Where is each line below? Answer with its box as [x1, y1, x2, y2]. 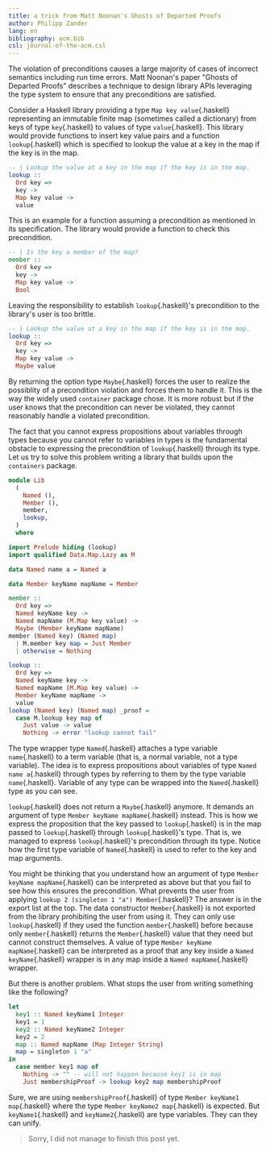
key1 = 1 [15, 1017, 45, 1026]
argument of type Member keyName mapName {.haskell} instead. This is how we [8, 811, 259, 821]
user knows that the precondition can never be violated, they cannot [8, 402, 235, 412]
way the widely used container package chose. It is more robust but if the [8, 393, 254, 403]
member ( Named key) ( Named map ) [8, 632, 117, 640]
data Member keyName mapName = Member [8, 580, 139, 588]
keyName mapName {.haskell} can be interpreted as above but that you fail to [8, 878, 251, 887]
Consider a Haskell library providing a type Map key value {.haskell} [8, 106, 230, 115]
